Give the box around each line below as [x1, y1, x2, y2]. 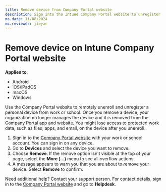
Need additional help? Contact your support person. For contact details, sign [5, 176, 162, 182]
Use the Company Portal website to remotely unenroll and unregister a [5, 104, 149, 110]
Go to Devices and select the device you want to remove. [12, 145, 130, 151]
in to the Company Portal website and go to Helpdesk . [5, 181, 116, 187]
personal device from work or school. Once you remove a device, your [5, 109, 149, 115]
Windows [12, 95, 32, 100]
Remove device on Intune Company [5, 43, 155, 53]
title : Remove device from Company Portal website [5, 7, 112, 12]
